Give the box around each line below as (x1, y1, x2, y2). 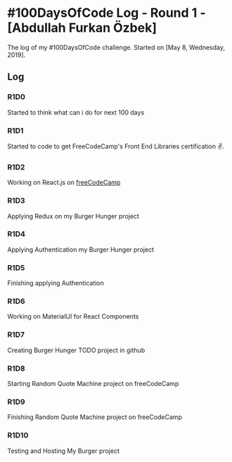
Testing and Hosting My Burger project (7, 447, 120, 455)
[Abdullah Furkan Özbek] (7, 20, 157, 36)
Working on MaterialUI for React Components (7, 312, 139, 321)
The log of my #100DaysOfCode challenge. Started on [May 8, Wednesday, (7, 43, 225, 51)
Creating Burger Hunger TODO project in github (7, 346, 146, 354)
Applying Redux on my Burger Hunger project (7, 212, 139, 220)
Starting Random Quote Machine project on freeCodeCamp (7, 380, 179, 387)
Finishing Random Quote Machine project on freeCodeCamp (7, 413, 183, 421)
